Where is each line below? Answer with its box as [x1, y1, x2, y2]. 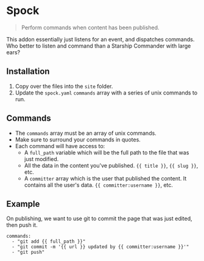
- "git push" [12, 249, 45, 256]
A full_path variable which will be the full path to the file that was [24, 149, 189, 156]
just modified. [24, 155, 59, 162]
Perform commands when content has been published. [21, 24, 160, 31]
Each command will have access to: [15, 142, 105, 149]
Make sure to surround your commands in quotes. [15, 135, 141, 143]
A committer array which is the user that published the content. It [24, 174, 187, 182]
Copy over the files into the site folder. [15, 82, 113, 90]
